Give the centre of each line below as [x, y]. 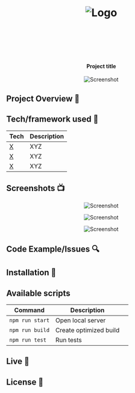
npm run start [30, 320]
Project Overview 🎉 [43, 98]
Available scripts [38, 293]
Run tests [69, 340]
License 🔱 [25, 382]
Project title [101, 66]
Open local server [80, 320]
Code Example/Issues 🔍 [53, 249]
